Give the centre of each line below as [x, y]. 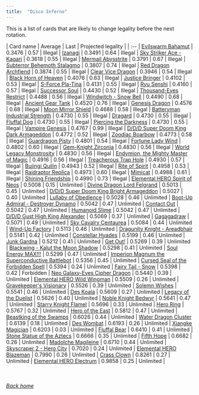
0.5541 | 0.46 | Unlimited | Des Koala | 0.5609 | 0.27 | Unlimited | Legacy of [98, 291]
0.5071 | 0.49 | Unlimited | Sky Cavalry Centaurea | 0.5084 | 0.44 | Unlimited [99, 222]
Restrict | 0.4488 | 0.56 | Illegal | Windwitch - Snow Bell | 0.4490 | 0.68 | [94, 97]
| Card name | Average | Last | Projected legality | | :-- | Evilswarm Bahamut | [99, 46]
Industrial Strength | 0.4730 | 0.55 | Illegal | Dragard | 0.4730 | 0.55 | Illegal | [99, 115]
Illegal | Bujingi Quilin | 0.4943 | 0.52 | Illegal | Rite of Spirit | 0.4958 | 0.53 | [98, 166]
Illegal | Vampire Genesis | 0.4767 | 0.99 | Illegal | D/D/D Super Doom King [96, 128]
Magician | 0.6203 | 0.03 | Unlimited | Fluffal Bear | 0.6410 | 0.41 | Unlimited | [99, 329]
